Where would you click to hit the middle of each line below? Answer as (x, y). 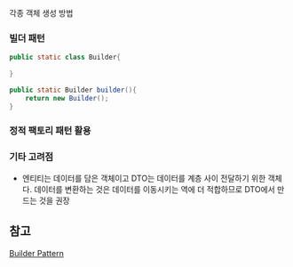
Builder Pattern (36, 253)
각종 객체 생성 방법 (41, 13)
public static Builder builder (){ (73, 90)
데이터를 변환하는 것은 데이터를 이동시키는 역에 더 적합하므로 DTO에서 (154, 189)
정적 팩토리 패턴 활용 (50, 131)
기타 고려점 (32, 157)
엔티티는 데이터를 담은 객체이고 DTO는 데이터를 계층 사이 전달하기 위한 (144, 178)
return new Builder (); (67, 98)
